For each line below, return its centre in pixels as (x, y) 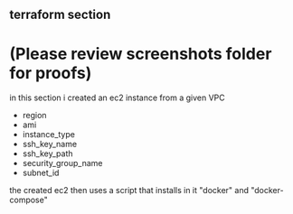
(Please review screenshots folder (141, 54)
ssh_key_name (50, 144)
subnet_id (41, 173)
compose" (28, 200)
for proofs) (51, 73)
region (34, 116)
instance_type (48, 135)
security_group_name (62, 163)
